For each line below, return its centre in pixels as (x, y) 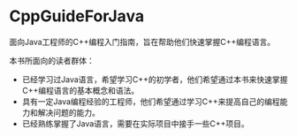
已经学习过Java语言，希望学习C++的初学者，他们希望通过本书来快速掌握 (155, 79)
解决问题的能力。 (69, 112)
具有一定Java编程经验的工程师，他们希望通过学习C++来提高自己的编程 (151, 101)
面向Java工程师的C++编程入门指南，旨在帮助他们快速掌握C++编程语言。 (142, 42)
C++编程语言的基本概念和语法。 (80, 90)
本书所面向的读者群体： (52, 60)
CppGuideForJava (76, 16)
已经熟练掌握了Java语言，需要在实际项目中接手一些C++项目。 (135, 123)
